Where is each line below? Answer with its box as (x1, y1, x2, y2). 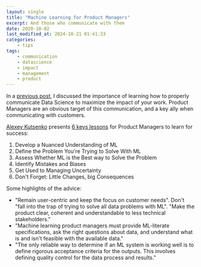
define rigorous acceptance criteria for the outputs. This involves (14, 248, 176, 255)
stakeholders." (14, 216, 51, 223)
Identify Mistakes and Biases (14, 161, 86, 168)
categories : (6, 37, 36, 43)
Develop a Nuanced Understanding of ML (14, 141, 118, 149)
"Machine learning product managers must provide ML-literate (14, 222, 170, 229)
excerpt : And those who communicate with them (6, 20, 125, 26)
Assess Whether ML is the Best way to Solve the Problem (14, 154, 157, 161)
